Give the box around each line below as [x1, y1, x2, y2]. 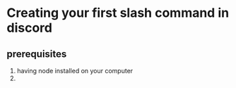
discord [6, 20, 52, 36]
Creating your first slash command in [6, 5, 230, 21]
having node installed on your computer [16, 67, 134, 75]
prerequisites [6, 48, 67, 60]
